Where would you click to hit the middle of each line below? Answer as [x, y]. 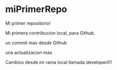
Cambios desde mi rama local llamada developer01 [58, 62]
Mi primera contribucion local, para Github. [50, 33]
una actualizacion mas [29, 52]
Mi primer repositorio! [28, 23]
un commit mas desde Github [36, 43]
